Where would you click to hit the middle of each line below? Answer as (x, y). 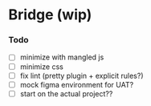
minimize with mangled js (62, 57)
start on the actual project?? (66, 93)
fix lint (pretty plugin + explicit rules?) (82, 75)
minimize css (42, 67)
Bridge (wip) (50, 15)
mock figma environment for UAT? (77, 84)
